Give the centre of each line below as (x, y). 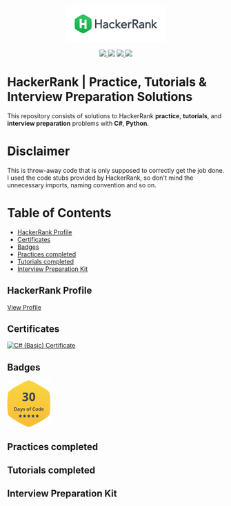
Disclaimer (39, 151)
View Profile (24, 307)
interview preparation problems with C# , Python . (78, 123)
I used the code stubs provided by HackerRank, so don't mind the (100, 178)
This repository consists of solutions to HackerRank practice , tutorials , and (114, 115)
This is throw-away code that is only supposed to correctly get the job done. (116, 170)
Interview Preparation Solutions (100, 97)
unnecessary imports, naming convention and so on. (82, 185)
